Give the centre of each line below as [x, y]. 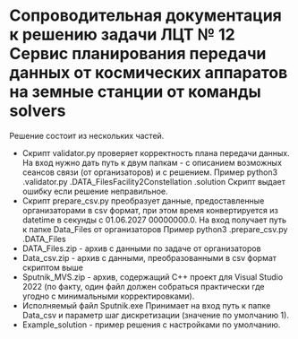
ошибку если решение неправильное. [95, 191]
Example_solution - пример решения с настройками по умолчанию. [151, 325]
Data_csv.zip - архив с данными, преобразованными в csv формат [149, 257]
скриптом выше [52, 267]
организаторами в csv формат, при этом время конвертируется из [150, 210]
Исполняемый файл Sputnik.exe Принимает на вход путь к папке [146, 305]
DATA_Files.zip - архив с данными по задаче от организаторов [141, 248]
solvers [38, 111]
